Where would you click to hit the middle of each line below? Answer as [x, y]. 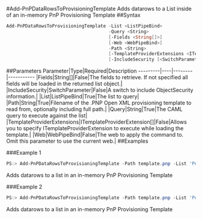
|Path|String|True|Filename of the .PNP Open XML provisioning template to [99, 103]
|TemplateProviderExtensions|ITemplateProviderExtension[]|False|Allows [97, 122]
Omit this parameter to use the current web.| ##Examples [77, 141]
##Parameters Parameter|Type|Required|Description [72, 71]
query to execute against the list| [47, 116]
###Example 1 [24, 153]
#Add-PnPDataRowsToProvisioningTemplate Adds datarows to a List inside [99, 9]
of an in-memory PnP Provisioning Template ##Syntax [73, 15]
